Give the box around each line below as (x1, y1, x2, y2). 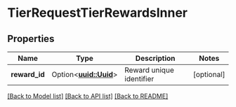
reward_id (11, 70, 46, 79)
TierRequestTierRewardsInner (7, 5, 188, 21)
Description (135, 54, 176, 63)
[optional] (192, 70, 225, 79)
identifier (124, 74, 155, 83)
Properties (7, 33, 55, 45)
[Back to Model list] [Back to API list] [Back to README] (7, 92, 169, 100)
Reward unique (124, 65, 174, 75)
